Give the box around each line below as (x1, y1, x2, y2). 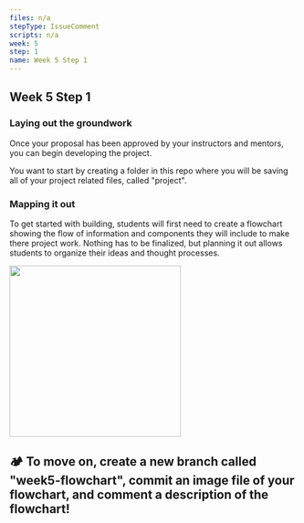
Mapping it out (9, 197, 76, 210)
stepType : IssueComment (9, 22, 100, 31)
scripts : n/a (9, 30, 59, 39)
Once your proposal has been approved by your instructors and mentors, (9, 138, 285, 149)
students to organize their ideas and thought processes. (9, 247, 221, 258)
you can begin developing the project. (9, 147, 152, 158)
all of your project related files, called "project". (9, 174, 187, 185)
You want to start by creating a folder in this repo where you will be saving (9, 165, 289, 176)
